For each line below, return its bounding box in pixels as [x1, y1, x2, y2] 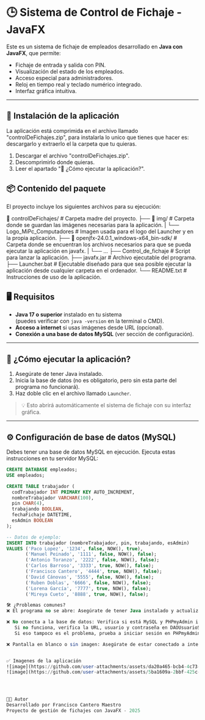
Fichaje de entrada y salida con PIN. [15, 61, 106, 69]
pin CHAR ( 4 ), [12, 500, 45, 506]
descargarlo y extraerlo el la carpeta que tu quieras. [6, 140, 137, 148]
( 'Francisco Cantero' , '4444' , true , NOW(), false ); [25, 568, 163, 574]
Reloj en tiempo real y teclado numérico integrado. [15, 81, 142, 88]
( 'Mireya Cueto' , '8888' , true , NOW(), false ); [25, 591, 149, 598]
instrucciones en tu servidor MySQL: [6, 455, 99, 462]
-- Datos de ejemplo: [6, 534, 62, 540]
